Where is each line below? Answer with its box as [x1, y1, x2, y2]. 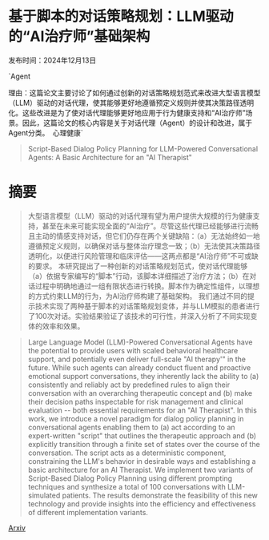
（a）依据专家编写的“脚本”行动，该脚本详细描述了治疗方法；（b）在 [27, 271, 250, 280]
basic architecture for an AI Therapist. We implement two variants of [27, 465, 254, 474]
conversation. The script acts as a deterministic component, [27, 448, 227, 457]
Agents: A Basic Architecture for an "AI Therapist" [27, 152, 192, 162]
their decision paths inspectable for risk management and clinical [27, 397, 243, 406]
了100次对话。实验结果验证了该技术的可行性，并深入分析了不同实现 [27, 311, 251, 320]
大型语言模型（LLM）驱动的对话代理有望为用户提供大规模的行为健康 [27, 211, 254, 220]
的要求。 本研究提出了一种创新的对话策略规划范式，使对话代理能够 [27, 261, 248, 271]
